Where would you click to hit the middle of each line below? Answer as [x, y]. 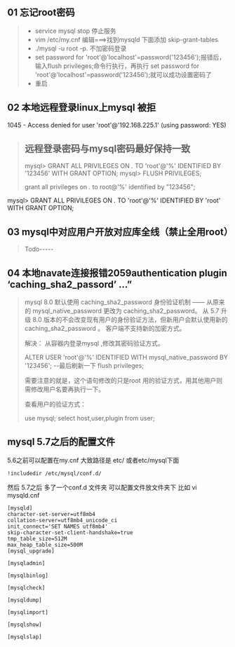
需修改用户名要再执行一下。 [65, 389]
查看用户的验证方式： [55, 404]
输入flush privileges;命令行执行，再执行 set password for [117, 66]
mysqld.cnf [23, 495]
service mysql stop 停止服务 [75, 31]
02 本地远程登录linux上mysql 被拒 [82, 108]
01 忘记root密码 [41, 13]
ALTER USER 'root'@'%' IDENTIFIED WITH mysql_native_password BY [126, 357]
